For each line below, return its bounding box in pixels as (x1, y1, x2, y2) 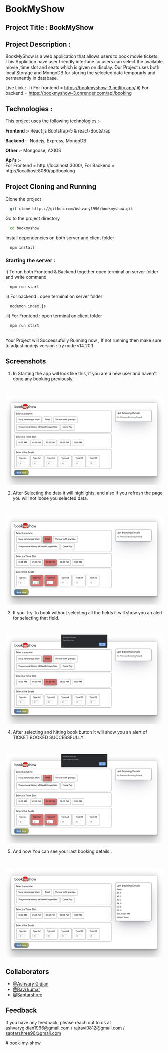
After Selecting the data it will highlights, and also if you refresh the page (12, 490, 163, 496)
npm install (10, 245, 35, 250)
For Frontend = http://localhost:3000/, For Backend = (5, 162, 115, 169)
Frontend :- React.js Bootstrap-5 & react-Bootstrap (5, 128, 111, 134)
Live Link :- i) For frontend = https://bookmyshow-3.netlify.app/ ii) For (5, 85, 149, 91)
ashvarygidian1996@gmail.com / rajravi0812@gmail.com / (5, 1025, 125, 1031)
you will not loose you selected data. (12, 495, 88, 501)
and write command (5, 274, 47, 280)
